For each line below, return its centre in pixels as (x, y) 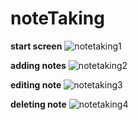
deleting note (38, 104)
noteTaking (57, 18)
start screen (36, 46)
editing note (36, 84)
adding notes (38, 65)
